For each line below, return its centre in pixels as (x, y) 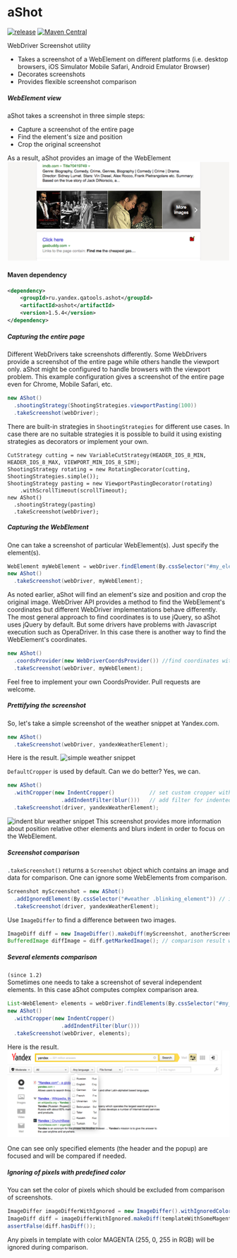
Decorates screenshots (51, 74)
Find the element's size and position (70, 137)
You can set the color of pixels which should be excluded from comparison (116, 1190)
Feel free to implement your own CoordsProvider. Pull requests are (104, 682)
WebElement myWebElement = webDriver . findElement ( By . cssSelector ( (107, 566)
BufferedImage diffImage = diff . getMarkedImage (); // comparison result (116, 941)
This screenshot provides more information (159, 821)
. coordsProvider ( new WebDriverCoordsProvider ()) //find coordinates (116, 661)
